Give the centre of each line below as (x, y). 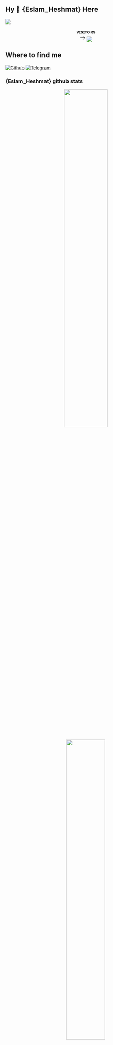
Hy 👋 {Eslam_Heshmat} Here (52, 9)
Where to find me (33, 55)
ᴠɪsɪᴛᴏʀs (86, 32)
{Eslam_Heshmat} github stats (44, 81)
